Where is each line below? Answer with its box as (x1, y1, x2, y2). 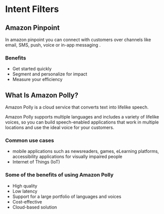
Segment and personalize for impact (12, 71, 87, 77)
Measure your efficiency (12, 76, 63, 82)
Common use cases (5, 137, 54, 144)
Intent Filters (5, 3, 59, 15)
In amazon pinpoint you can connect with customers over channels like (5, 36, 151, 42)
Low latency (12, 188, 37, 194)
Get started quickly (12, 66, 52, 72)
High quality (12, 182, 37, 188)
